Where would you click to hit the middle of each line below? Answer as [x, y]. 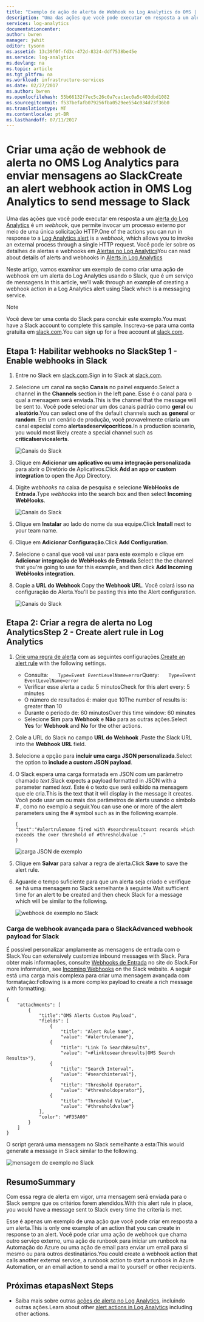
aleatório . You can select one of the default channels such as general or [105, 413]
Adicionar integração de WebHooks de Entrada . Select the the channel [104, 561]
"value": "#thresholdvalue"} [97, 1107]
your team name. [36, 530]
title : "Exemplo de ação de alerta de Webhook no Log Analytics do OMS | [102, 12]
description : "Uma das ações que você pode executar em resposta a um [97, 18]
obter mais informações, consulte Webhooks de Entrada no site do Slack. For [102, 963]
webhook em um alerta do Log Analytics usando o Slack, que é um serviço [100, 276]
